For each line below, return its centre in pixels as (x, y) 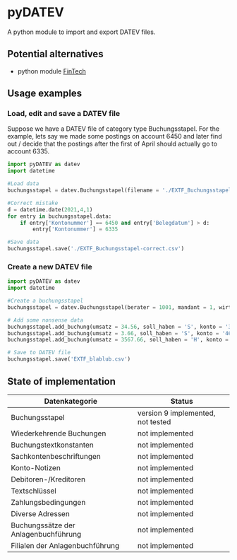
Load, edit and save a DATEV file (64, 114)
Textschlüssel (34, 491)
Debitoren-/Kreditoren (48, 479)
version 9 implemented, (176, 413)
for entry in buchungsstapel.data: (60, 216)
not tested (154, 421)
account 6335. (29, 151)
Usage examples (45, 94)
